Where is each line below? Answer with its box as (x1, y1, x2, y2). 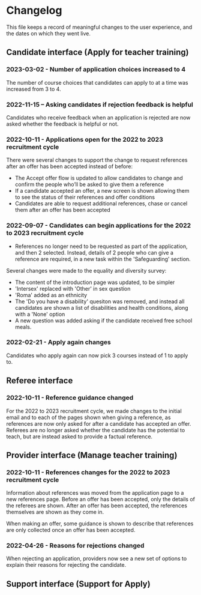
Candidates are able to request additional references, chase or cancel (14, 200, 188, 207)
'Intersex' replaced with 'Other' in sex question (14, 285, 131, 292)
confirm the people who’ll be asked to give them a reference (14, 181, 164, 188)
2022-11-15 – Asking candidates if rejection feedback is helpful (6, 100, 194, 109)
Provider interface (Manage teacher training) (6, 450, 178, 460)
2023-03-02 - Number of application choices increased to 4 (6, 65, 186, 74)
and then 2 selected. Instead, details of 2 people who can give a (14, 249, 174, 256)
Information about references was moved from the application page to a (6, 489, 184, 497)
